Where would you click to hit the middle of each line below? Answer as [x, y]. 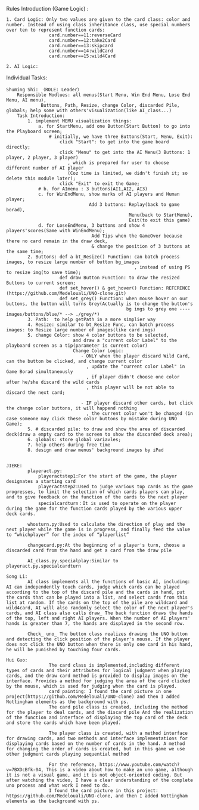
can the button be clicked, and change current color [74, 361]
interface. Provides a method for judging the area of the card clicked [98, 681]
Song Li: [17, 577]
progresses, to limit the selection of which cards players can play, [96, 492]
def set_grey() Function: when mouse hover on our [123, 298]
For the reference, [73, 765]
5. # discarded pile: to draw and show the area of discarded [106, 429]
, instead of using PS [162, 267]
